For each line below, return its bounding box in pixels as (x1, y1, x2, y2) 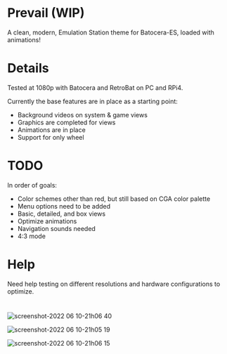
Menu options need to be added (17, 202, 111, 210)
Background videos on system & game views (17, 110, 148, 119)
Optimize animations (17, 216, 77, 225)
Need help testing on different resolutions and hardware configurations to (7, 280, 221, 288)
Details (7, 60, 49, 77)
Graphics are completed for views (17, 118, 116, 126)
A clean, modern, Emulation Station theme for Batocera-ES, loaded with (7, 28, 214, 37)
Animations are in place (17, 125, 86, 134)
